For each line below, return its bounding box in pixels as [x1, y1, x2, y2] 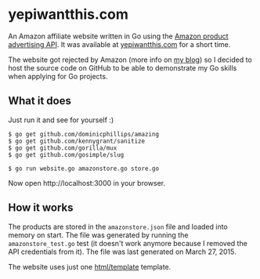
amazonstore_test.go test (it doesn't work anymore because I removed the [8, 238, 248, 248]
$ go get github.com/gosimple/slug [8, 150, 125, 158]
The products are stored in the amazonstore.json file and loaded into [8, 222, 229, 231]
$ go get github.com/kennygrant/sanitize [8, 137, 146, 145]
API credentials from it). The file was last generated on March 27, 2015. [8, 247, 237, 256]
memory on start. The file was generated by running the [8, 230, 189, 240]
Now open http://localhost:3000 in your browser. [8, 178, 166, 187]
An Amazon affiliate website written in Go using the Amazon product [8, 31, 229, 41]
